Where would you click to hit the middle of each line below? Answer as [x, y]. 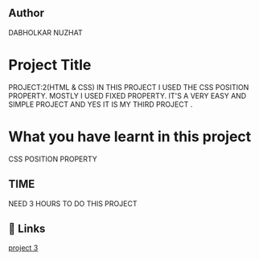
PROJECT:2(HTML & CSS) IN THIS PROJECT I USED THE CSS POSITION [129, 87]
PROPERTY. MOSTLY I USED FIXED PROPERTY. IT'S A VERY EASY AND [127, 95]
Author [26, 13]
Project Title [50, 65]
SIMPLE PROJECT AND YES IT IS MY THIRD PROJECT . [101, 104]
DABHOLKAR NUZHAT [45, 32]
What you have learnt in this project [130, 136]
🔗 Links [27, 228]
